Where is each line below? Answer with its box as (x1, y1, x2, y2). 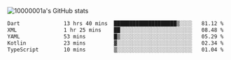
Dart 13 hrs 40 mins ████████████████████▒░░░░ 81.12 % (7, 20, 224, 27)
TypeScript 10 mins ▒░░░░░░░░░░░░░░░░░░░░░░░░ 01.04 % (7, 46, 224, 53)
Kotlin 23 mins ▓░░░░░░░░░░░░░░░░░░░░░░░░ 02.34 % (7, 39, 224, 47)
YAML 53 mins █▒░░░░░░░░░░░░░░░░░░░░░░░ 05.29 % (7, 33, 224, 40)
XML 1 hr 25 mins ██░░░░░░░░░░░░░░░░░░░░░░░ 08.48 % (7, 27, 224, 33)
